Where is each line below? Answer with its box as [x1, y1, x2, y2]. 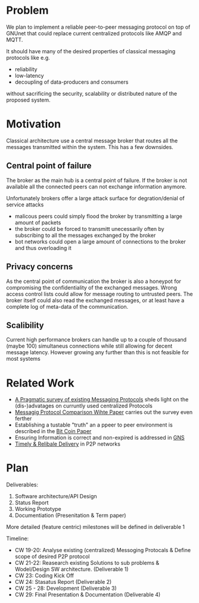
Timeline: [6, 535, 29, 542]
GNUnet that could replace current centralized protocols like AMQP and [6, 29, 182, 36]
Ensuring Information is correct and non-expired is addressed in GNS [14, 434, 185, 441]
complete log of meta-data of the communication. [6, 303, 129, 310]
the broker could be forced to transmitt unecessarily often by [14, 225, 165, 232]
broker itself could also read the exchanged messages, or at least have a [6, 297, 185, 304]
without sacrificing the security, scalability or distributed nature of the [6, 90, 178, 97]
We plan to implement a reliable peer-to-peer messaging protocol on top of [6, 23, 191, 31]
